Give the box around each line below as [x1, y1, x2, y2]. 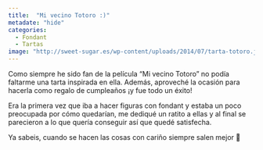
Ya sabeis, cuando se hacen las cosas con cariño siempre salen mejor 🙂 [8, 133, 241, 141]
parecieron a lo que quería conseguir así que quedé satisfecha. [8, 118, 212, 127]
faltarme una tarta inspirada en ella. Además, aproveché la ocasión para [8, 77, 240, 87]
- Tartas [15, 41, 44, 48]
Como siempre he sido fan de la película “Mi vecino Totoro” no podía [8, 70, 229, 78]
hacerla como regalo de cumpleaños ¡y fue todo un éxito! [8, 86, 193, 95]
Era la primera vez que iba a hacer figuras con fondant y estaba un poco [8, 101, 242, 110]
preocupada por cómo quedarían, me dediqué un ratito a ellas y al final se [8, 109, 247, 118]
